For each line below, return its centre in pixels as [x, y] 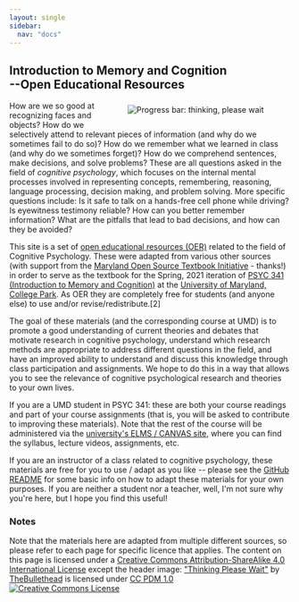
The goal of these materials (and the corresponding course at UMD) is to [143, 321]
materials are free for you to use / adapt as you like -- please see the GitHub [149, 470]
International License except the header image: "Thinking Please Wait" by [145, 570]
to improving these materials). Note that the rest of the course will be [136, 424]
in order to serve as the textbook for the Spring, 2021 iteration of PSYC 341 [146, 276]
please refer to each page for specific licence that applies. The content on [145, 550]
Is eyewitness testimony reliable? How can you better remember [127, 210]
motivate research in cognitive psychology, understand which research [140, 340]
